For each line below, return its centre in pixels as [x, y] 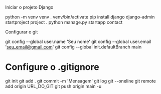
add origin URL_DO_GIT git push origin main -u [53, 86]
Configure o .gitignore [52, 67]
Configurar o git [22, 32]
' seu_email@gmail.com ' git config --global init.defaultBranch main [73, 47]
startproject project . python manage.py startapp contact [64, 22]
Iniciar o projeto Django [29, 7]
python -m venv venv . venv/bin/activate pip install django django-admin [80, 17]
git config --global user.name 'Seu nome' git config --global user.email [78, 41]
